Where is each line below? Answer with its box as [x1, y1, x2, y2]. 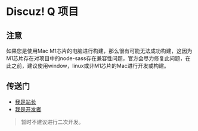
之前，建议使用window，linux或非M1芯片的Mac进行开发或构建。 [11, 63, 170, 69]
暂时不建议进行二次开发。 [20, 118, 84, 125]
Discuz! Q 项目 [6, 5, 79, 18]
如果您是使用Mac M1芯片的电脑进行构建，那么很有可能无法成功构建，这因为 [6, 48, 193, 54]
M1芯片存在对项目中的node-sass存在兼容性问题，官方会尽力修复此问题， [6, 55, 186, 62]
